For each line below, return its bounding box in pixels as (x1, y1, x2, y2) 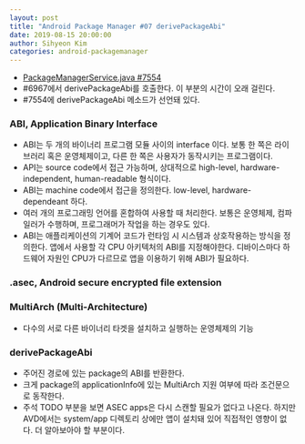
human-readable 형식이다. (74, 174, 171, 185)
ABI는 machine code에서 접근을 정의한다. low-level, (22, 185, 211, 196)
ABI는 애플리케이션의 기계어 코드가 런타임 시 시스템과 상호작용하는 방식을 (22, 230, 282, 241)
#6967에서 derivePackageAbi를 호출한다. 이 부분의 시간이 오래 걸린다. (22, 83, 276, 94)
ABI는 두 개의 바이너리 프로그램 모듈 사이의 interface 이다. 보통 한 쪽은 (22, 139, 273, 150)
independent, (22, 174, 73, 185)
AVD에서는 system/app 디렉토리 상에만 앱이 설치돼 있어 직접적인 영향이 (22, 413, 278, 424)
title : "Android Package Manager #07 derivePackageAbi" (9, 22, 226, 31)
